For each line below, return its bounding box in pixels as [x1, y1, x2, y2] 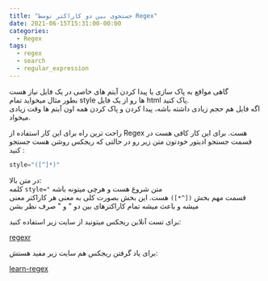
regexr [9, 232, 31, 242]
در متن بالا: [9, 175, 42, 185]
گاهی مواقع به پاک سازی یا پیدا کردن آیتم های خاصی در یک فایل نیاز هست [9, 86, 229, 96]
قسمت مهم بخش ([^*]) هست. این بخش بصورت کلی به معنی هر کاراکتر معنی [9, 192, 247, 202]
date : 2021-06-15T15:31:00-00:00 [9, 19, 122, 27]
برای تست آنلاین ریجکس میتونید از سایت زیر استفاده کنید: [9, 216, 182, 226]
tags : [9, 42, 27, 50]
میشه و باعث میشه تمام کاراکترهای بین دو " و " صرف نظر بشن [9, 201, 199, 211]
